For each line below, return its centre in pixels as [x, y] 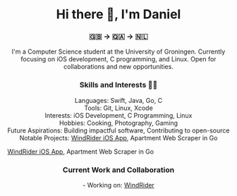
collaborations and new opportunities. [119, 67]
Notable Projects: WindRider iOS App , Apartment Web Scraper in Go [119, 137]
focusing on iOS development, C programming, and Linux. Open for [119, 59]
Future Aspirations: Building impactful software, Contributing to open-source [119, 130]
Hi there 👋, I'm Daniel [119, 14]
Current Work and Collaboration [119, 170]
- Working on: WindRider [119, 185]
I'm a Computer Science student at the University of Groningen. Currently [119, 51]
